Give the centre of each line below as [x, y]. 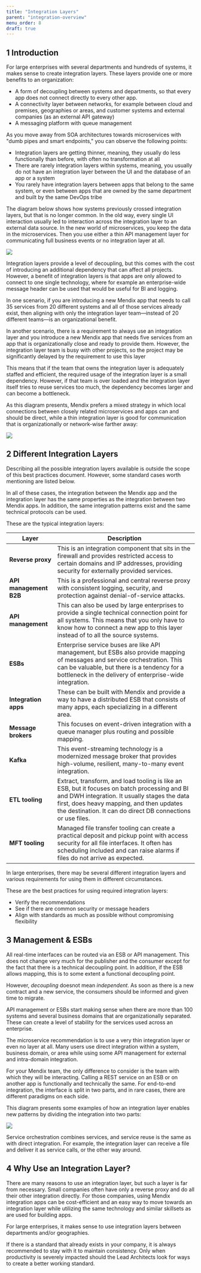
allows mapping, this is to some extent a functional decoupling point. [91, 973]
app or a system [35, 178]
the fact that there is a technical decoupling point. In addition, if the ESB [95, 967]
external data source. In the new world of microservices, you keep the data [99, 228]
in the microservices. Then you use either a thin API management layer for [98, 234]
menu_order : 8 [24, 23]
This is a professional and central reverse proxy [124, 580]
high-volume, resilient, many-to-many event [121, 763]
